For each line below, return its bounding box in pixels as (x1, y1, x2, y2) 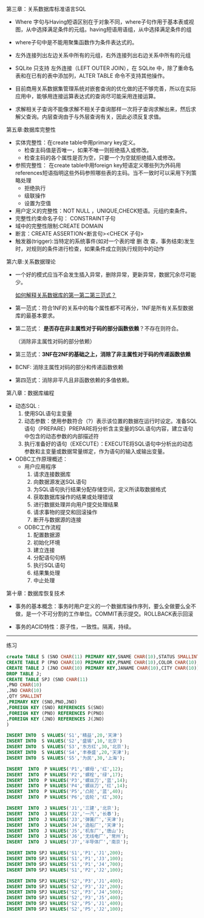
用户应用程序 (24, 463, 56, 470)
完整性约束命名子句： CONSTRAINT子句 (15, 215, 116, 222)
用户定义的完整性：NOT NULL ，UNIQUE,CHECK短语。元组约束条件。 (15, 207, 191, 214)
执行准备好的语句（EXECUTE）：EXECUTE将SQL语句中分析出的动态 (24, 440, 193, 447)
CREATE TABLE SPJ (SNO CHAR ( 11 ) (6, 676, 88, 682)
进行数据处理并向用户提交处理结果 (33, 501, 119, 508)
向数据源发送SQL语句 (33, 478, 87, 485)
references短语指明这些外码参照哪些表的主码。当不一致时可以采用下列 (15, 169, 191, 176)
